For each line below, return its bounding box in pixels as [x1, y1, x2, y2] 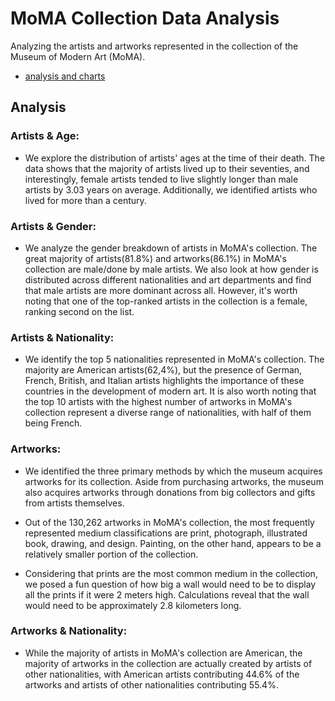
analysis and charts [24, 70, 106, 82]
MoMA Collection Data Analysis [10, 7, 280, 30]
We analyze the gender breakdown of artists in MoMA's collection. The [24, 242, 318, 254]
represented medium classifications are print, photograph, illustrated [24, 527, 308, 539]
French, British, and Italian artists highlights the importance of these [24, 375, 305, 387]
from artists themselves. [24, 497, 125, 509]
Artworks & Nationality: [10, 624, 128, 638]
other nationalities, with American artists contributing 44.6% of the [24, 668, 300, 680]
